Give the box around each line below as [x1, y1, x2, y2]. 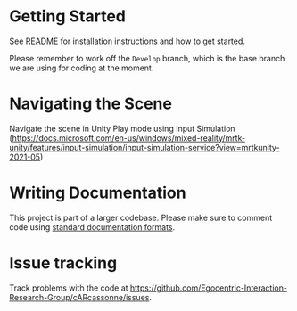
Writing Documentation [9, 183, 186, 203]
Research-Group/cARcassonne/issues [9, 291, 150, 302]
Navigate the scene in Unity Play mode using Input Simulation [9, 123, 235, 134]
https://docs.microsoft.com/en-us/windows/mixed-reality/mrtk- [12, 132, 246, 143]
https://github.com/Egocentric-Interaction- [129, 282, 288, 293]
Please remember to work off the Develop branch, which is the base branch [9, 53, 285, 63]
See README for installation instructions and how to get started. [9, 36, 245, 46]
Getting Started [9, 6, 127, 27]
